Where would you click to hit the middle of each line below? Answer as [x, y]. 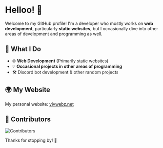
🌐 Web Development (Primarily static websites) [60, 61]
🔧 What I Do [23, 49]
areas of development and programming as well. [54, 34]
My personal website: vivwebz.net [40, 104]
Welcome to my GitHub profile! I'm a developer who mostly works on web [79, 23]
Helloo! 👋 [24, 10]
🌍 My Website [28, 90]
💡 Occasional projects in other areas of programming [67, 66]
